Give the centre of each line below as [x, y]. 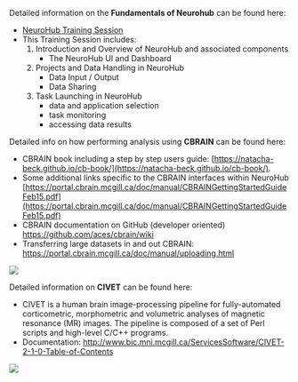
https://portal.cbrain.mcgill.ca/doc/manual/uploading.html [128, 253]
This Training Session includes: [79, 40]
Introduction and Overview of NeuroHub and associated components [162, 49]
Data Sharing [72, 87]
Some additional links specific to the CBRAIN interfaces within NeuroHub [155, 178]
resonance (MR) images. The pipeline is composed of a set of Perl [143, 323]
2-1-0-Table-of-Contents [68, 351]
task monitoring [77, 115]
